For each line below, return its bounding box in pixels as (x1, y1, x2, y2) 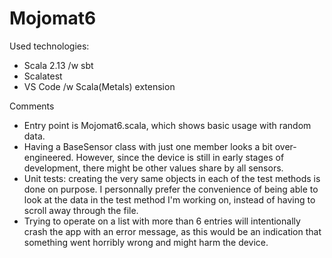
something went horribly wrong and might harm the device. (23, 236, 269, 248)
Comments (9, 100, 55, 112)
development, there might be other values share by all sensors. (23, 162, 284, 174)
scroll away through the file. (23, 204, 139, 216)
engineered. (23, 151, 74, 163)
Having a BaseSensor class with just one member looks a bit (23, 140, 273, 152)
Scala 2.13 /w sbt (23, 59, 94, 71)
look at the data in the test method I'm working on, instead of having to (23, 193, 316, 206)
